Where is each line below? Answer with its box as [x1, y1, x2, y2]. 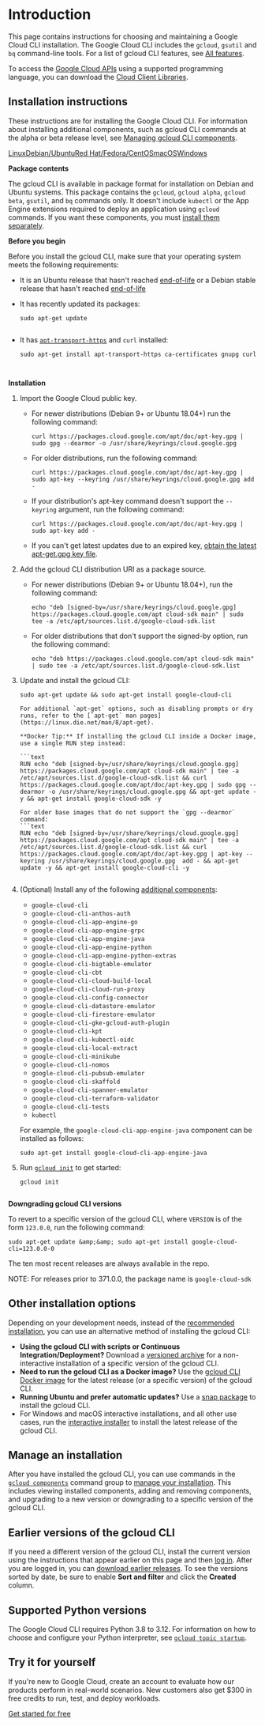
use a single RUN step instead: [19, 739, 126, 747]
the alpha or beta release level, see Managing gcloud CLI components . [8, 133, 238, 142]
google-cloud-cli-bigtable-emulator [31, 960, 152, 968]
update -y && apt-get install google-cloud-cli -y [19, 863, 190, 871]
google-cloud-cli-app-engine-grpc [31, 927, 145, 935]
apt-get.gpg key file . [31, 549, 99, 558]
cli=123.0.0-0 [8, 1244, 55, 1252]
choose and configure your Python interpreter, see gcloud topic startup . [8, 1633, 247, 1642]
